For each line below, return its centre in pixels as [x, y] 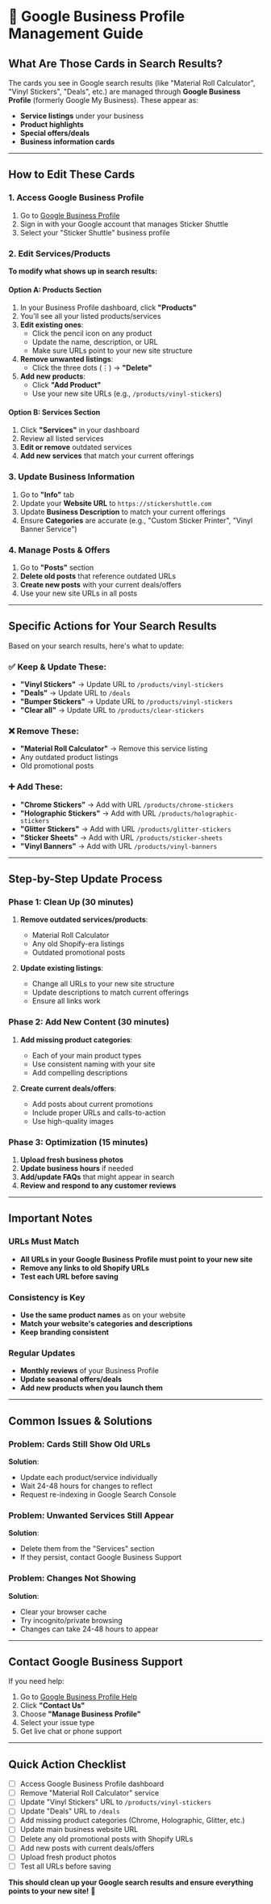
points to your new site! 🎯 [52, 1891]
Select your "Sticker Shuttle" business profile [95, 232]
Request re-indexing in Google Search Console [98, 1494]
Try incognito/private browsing [71, 1620]
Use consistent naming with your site [94, 1064]
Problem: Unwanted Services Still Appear [91, 1515]
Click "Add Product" [67, 385]
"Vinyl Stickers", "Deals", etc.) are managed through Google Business [125, 91]
